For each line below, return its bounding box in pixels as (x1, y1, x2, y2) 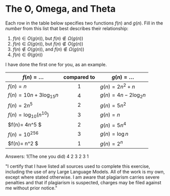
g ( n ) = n (100, 111, 120, 118)
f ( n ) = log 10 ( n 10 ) (8, 110, 50, 119)
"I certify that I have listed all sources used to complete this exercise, (5, 163, 151, 169)
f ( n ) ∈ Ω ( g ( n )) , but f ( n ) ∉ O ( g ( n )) (12, 40, 83, 46)
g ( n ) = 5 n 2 (100, 101, 127, 109)
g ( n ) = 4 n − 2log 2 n (100, 91, 146, 100)
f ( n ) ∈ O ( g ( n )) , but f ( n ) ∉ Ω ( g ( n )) (12, 35, 83, 41)
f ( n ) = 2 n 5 (8, 101, 33, 109)
